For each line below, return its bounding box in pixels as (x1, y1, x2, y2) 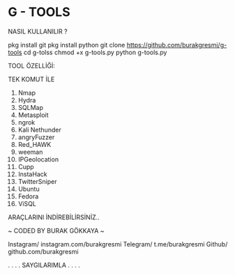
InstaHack (17, 170, 47, 178)
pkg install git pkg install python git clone (8, 40, 126, 49)
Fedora (17, 192, 39, 201)
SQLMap (17, 103, 44, 111)
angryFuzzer (17, 133, 55, 141)
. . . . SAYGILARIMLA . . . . (8, 260, 81, 269)
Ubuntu (17, 184, 40, 193)
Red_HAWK (17, 140, 52, 148)
